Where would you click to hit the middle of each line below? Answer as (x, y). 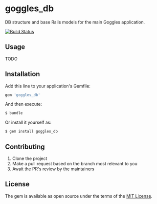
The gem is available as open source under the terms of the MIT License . (79, 196)
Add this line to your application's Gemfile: (48, 86)
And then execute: (23, 104)
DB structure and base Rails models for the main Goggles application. (75, 22)
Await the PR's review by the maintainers (53, 169)
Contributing (25, 147)
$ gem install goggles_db (31, 132)
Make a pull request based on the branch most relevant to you (75, 164)
